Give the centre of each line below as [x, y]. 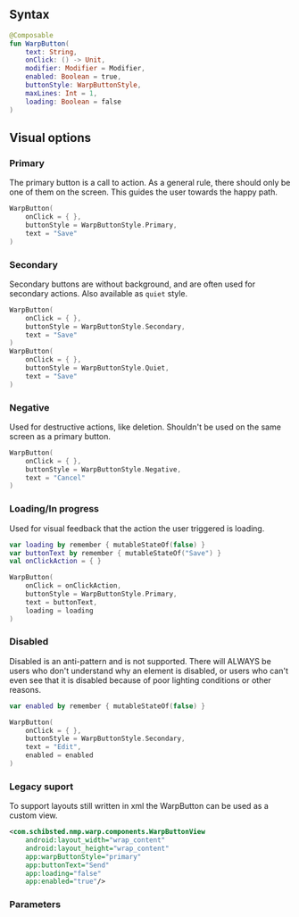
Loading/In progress [54, 509]
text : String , [51, 52]
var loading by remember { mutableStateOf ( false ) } [107, 545]
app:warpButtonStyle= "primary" [83, 856]
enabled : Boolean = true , [74, 77]
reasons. [25, 689]
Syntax [29, 15]
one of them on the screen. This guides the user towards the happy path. [144, 192]
